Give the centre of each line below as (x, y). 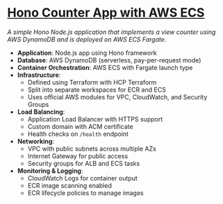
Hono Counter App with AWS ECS (106, 13)
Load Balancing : (41, 112)
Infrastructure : (39, 75)
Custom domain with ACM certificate (80, 126)
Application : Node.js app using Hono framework (87, 53)
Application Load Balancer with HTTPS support (95, 119)
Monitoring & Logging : (50, 171)
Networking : (35, 141)
